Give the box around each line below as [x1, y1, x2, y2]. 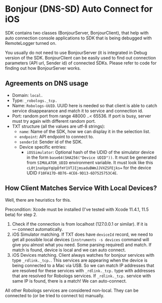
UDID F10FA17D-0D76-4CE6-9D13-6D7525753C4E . [26, 170, 118, 176]
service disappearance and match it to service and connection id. [12, 108, 144, 114]
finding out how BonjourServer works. [5, 65, 81, 71]
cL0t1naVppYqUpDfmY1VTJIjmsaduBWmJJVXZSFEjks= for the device [26, 165, 151, 170]
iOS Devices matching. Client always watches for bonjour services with [12, 252, 155, 258]
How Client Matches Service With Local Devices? [5, 184, 157, 192]
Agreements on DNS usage [5, 79, 89, 88]
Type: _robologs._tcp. [12, 97, 57, 103]
